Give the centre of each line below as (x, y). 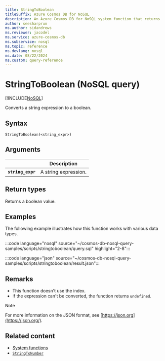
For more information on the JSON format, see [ (54, 315)
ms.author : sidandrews (28, 28)
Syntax (16, 123)
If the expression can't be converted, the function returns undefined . (82, 296)
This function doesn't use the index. (49, 291)
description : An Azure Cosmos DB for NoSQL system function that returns (83, 19)
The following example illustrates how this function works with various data (82, 229)
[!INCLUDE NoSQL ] (24, 98)
